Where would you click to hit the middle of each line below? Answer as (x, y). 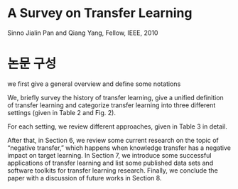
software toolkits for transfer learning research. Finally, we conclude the (113, 170)
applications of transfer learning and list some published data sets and (110, 163)
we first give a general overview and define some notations (94, 84)
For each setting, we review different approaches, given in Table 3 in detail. (117, 126)
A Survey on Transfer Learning (100, 13)
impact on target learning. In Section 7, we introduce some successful (109, 155)
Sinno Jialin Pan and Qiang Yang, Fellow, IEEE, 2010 (83, 33)
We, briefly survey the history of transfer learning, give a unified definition (115, 97)
